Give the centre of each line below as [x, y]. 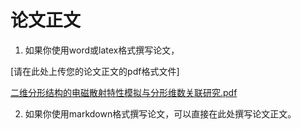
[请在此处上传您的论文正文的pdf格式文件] [95, 71]
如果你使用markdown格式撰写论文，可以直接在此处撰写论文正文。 [160, 113]
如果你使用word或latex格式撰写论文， [102, 50]
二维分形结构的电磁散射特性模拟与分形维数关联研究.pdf [124, 92]
